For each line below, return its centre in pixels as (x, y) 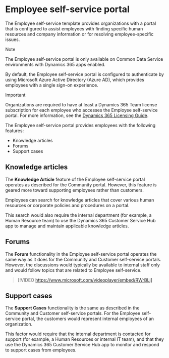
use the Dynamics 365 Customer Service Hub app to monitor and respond (82, 345)
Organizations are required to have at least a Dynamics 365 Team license (81, 104)
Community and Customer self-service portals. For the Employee (73, 313)
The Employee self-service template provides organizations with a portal (81, 23)
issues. (13, 39)
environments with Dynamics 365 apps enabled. (55, 64)
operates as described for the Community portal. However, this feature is (81, 185)
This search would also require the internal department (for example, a (78, 215)
